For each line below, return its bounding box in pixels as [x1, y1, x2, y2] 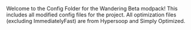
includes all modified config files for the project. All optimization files [6, 11, 177, 18]
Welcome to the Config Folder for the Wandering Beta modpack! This [6, 5, 178, 12]
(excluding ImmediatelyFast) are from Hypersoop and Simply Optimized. [6, 18, 186, 24]
